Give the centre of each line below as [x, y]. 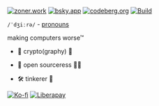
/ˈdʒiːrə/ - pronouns [38, 24]
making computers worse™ [46, 38]
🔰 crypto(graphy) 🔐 [45, 51]
